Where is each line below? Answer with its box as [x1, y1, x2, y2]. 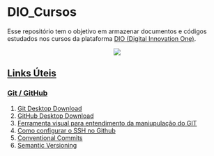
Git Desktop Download [17, 104, 82, 112]
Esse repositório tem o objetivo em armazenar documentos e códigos [7, 27, 207, 35]
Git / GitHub [7, 88, 48, 98]
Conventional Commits [17, 133, 83, 142]
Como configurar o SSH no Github [17, 126, 116, 135]
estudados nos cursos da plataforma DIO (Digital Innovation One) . [7, 34, 197, 42]
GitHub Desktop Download [17, 112, 94, 120]
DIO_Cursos [7, 4, 77, 20]
